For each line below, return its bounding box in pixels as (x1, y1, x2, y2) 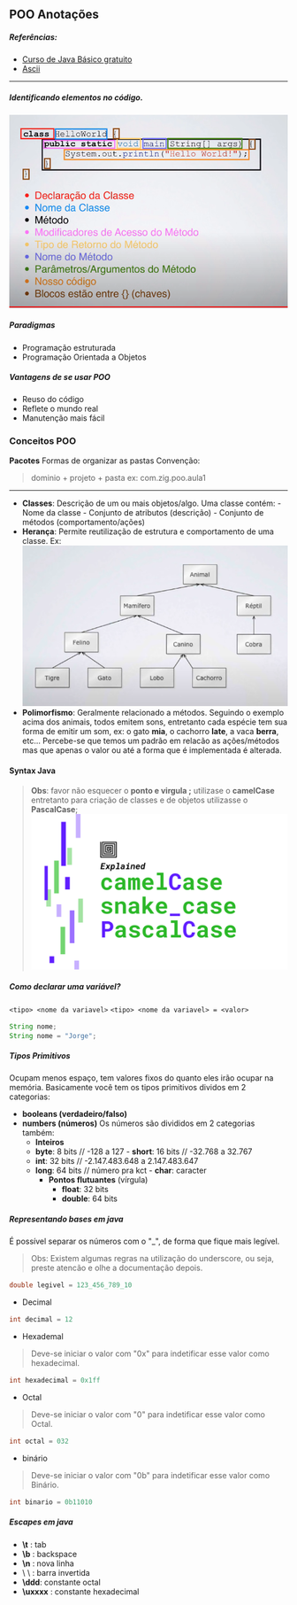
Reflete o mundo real (21, 403, 99, 415)
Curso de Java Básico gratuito (21, 54, 133, 65)
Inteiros (34, 1137, 65, 1148)
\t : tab (21, 1539, 47, 1549)
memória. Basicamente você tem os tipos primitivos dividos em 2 (9, 1082, 247, 1093)
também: (21, 1128, 55, 1138)
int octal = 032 (9, 1437, 69, 1446)
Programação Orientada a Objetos (21, 352, 148, 362)
